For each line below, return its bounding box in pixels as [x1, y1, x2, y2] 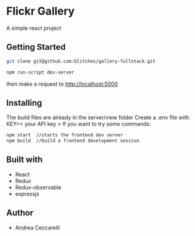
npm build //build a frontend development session [6, 138, 139, 144]
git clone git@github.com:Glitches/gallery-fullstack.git [6, 58, 156, 64]
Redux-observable [15, 184, 62, 191]
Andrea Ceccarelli [15, 224, 61, 231]
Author [6, 208, 33, 218]
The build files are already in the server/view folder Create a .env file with [6, 114, 190, 121]
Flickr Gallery [6, 4, 75, 18]
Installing [6, 97, 42, 108]
